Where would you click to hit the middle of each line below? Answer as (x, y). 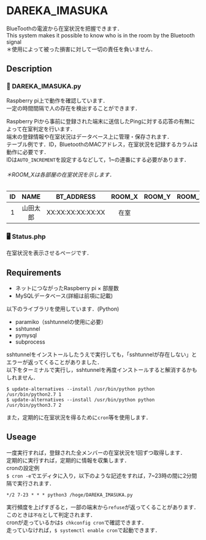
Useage (21, 437)
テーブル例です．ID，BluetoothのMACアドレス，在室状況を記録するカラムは (102, 144)
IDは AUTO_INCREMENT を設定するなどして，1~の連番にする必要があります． (98, 160)
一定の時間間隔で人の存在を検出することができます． (74, 108)
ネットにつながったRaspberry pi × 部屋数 (67, 288)
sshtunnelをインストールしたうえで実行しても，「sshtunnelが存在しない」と (102, 354)
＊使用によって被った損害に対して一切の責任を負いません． (81, 49)
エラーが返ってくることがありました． (55, 362)
